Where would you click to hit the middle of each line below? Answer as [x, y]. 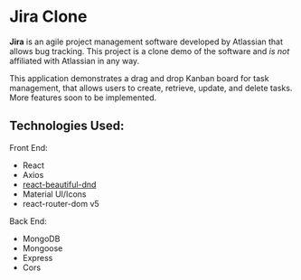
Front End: [28, 147]
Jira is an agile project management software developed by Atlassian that [146, 42]
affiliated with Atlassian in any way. [75, 61]
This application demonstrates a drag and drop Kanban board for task [139, 78]
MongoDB [41, 238]
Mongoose [42, 248]
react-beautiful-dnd [59, 184]
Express [38, 257]
